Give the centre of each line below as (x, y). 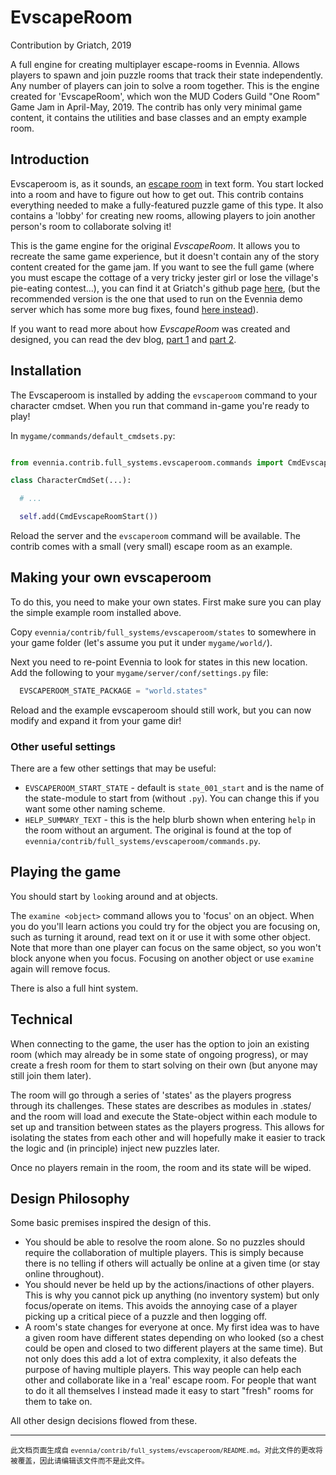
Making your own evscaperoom (111, 577)
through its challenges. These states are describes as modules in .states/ (161, 1105)
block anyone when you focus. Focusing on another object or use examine (162, 958)
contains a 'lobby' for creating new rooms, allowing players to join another (163, 215)
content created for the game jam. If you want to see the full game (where (162, 267)
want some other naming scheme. (95, 809)
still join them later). (51, 1075)
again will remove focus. (60, 968)
